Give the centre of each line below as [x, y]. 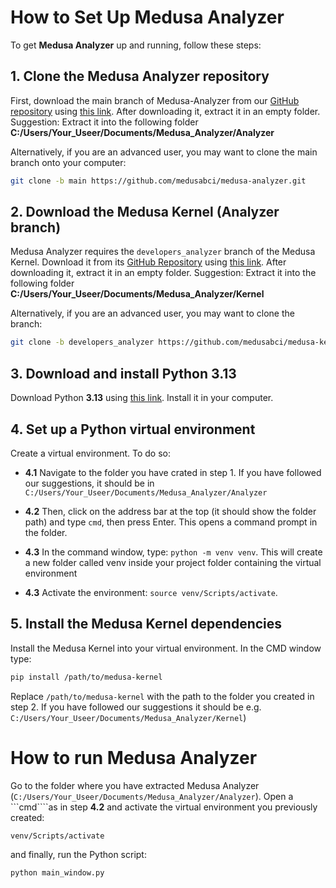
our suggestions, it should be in [89, 483]
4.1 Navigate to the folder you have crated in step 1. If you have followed [173, 472]
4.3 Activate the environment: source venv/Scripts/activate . [151, 592]
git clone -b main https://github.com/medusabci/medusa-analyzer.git [158, 181]
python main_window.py [57, 873]
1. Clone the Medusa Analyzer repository [140, 76]
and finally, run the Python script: [78, 855]
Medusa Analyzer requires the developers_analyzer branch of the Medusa [163, 252]
